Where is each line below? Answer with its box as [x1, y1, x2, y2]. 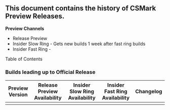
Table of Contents [5, 56, 43, 62]
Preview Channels [5, 25, 45, 31]
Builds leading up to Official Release [5, 68, 96, 76]
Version [8, 91, 28, 98]
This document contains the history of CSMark [5, 4, 156, 13]
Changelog [135, 88, 162, 95]
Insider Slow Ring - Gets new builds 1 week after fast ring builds [12, 41, 146, 47]
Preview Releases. [5, 12, 65, 21]
